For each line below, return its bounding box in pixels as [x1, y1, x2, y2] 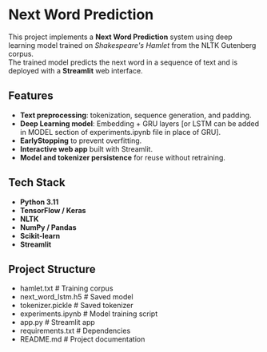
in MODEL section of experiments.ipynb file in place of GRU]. [19, 127, 221, 136]
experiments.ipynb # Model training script [19, 309, 158, 318]
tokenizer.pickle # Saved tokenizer [19, 301, 133, 310]
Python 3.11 [19, 197, 59, 207]
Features [8, 89, 54, 103]
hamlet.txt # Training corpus [19, 283, 114, 293]
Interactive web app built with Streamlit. [19, 144, 153, 153]
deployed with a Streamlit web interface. [8, 65, 143, 75]
